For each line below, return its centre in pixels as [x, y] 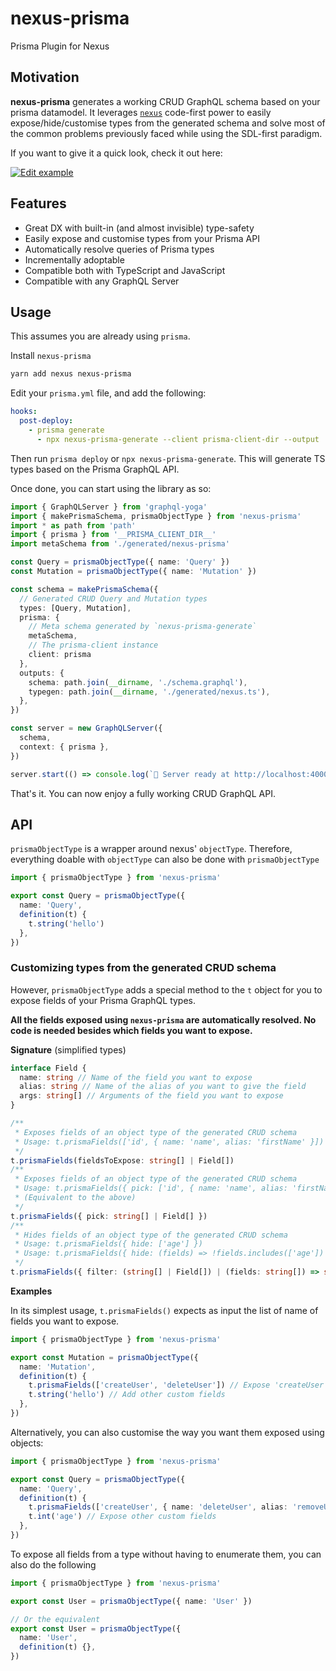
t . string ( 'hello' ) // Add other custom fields [127, 1395]
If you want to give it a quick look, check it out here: [116, 153]
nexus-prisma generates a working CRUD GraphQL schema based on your [165, 101]
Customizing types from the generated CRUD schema [143, 968]
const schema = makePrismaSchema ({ [84, 589]
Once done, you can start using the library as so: [111, 488]
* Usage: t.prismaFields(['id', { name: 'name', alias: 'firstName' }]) [169, 1142]
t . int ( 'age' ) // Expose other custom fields [122, 1517]
